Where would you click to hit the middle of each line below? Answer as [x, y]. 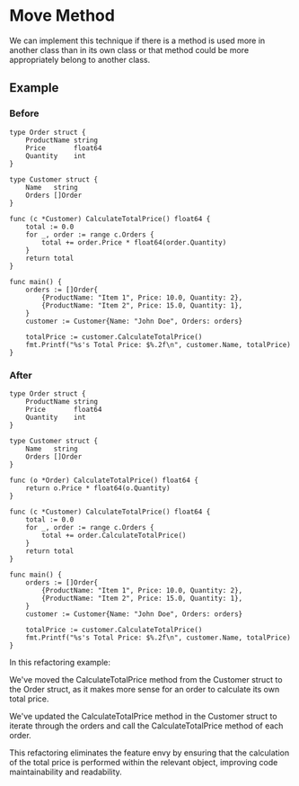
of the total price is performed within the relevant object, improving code [144, 762]
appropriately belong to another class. [80, 59]
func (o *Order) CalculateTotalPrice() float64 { [104, 480]
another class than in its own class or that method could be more [129, 49]
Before [24, 113]
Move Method [62, 16]
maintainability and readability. [66, 772]
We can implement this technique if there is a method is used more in [137, 40]
